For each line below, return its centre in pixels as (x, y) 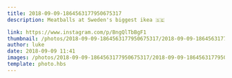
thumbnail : (23, 38)
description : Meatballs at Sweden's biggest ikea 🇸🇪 (86, 20)
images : (18, 58)
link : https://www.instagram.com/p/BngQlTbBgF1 (77, 32)
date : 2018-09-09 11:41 (41, 51)
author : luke (26, 45)
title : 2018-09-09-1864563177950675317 (65, 13)
